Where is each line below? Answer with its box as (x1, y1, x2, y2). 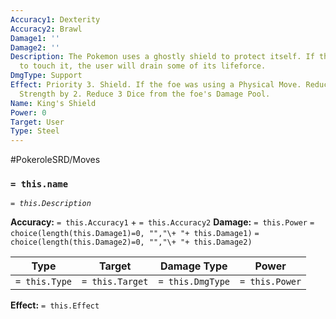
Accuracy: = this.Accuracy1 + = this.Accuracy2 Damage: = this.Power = (10, 216, 315, 228)
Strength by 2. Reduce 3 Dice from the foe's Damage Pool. (19, 89, 271, 99)
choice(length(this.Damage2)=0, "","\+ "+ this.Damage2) (10, 237, 253, 248)
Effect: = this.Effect (10, 299, 100, 311)
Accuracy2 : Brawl (10, 24, 83, 34)
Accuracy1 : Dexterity (10, 14, 101, 25)
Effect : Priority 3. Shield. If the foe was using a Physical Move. (10, 80, 302, 90)
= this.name (10, 179, 69, 190)
